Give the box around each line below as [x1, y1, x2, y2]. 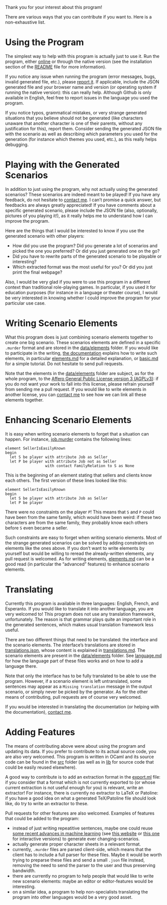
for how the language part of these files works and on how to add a [5, 658, 143, 664]
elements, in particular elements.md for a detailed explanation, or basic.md [5, 355, 159, 361]
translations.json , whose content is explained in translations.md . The [5, 647, 146, 653]
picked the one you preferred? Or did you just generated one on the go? [12, 248, 160, 254]
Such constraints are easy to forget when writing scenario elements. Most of [5, 534, 162, 540]
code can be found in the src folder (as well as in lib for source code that [5, 759, 154, 765]
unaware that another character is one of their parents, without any [5, 120, 143, 126]
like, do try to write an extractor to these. [5, 800, 88, 806]
